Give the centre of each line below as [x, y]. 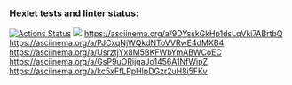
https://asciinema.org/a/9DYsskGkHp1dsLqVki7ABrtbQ [183, 34]
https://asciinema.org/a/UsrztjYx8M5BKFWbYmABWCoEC [115, 52]
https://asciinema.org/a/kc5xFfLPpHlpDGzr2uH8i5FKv [108, 71]
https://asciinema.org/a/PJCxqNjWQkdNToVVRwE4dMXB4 [117, 43]
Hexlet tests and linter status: [74, 13]
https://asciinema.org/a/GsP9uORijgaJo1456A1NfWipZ [109, 62]
